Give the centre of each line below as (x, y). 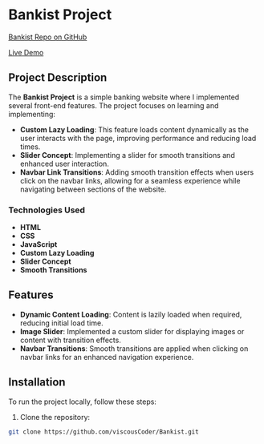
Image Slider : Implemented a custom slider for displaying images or (132, 331)
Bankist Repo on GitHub (48, 37)
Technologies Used (47, 210)
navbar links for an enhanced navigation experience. (107, 357)
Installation (37, 382)
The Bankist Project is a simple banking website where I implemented (124, 97)
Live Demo (26, 52)
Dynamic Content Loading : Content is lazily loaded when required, (131, 314)
